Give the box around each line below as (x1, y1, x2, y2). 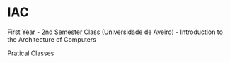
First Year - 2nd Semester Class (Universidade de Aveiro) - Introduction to (7, 28, 223, 36)
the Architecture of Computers (7, 35, 97, 43)
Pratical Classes (7, 49, 54, 57)
